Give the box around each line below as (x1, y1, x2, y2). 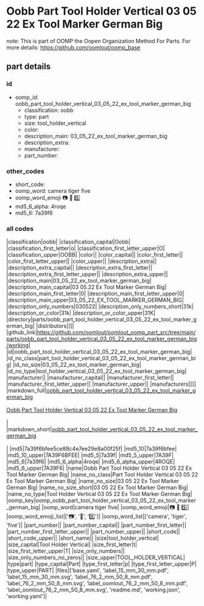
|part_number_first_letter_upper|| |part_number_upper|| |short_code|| (6, 528, 181, 535)
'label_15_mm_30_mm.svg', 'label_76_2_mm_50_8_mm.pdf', (6, 573, 153, 580)
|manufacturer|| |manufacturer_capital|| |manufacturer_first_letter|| (6, 374, 174, 381)
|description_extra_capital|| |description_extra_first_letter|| (6, 264, 153, 271)
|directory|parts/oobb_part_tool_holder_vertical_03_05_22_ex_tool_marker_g (6, 316, 197, 323)
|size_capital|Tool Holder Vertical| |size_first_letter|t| (6, 541, 138, 548)
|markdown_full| (6, 387, 47, 394)
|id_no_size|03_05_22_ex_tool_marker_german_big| (13, 361, 141, 369)
